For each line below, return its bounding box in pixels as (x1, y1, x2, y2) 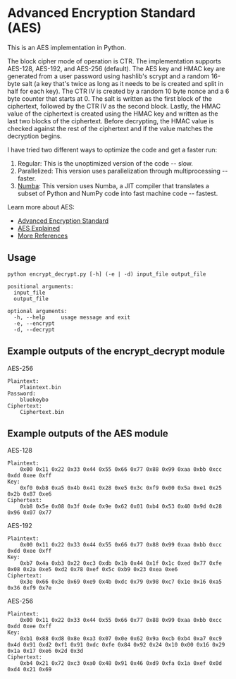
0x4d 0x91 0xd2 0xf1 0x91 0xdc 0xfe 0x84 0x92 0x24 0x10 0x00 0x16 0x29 (7, 642, 225, 649)
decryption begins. (7, 132, 62, 140)
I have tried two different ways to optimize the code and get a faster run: (7, 145, 218, 154)
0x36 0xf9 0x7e (7, 585, 52, 592)
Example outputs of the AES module (7, 427, 169, 439)
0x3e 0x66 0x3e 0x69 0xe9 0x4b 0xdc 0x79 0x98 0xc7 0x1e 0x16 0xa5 (20, 578, 222, 586)
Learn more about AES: (7, 202, 75, 211)
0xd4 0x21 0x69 (7, 666, 52, 673)
